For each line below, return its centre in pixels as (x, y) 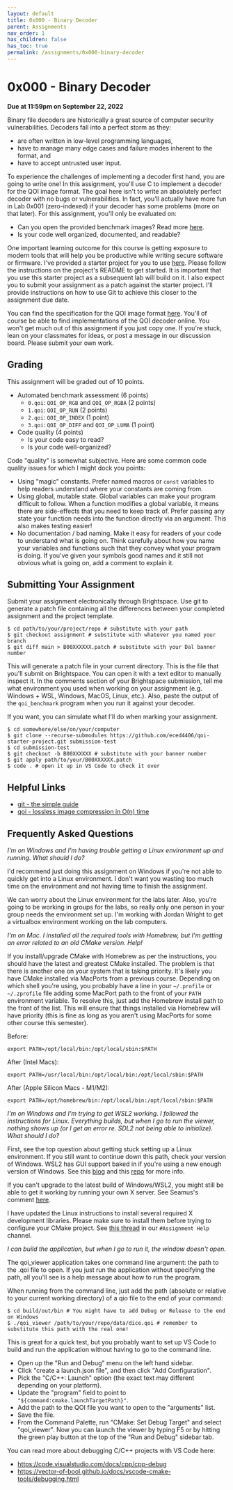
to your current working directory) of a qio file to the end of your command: (115, 1298)
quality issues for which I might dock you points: (77, 468)
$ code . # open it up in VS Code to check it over (83, 766)
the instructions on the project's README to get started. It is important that (114, 270)
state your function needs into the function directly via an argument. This (122, 518)
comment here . (29, 1200)
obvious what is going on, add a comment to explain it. (95, 562)
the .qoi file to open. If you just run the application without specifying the (111, 1270)
